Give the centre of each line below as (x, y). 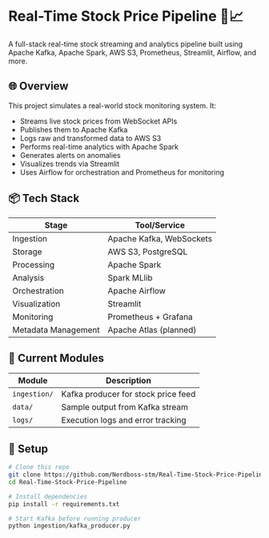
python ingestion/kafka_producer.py (69, 526)
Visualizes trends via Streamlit (70, 164)
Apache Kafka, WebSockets (160, 238)
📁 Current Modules (56, 358)
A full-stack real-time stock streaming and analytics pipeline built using (126, 44)
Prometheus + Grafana (151, 317)
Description (128, 381)
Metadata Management (56, 330)
